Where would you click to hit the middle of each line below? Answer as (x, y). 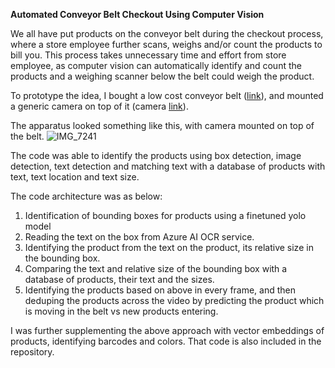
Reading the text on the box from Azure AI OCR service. (139, 237)
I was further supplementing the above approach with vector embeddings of (167, 330)
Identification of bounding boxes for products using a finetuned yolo (165, 215)
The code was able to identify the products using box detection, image (156, 155)
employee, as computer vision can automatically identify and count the (156, 65)
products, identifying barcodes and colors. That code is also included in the (166, 341)
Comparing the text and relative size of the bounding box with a (156, 268)
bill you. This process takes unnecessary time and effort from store (148, 55)
